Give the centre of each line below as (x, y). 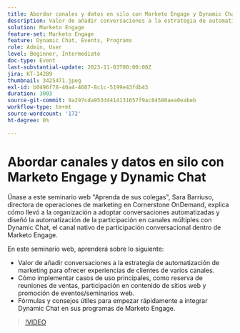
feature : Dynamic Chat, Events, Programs (70, 41)
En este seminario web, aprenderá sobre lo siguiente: (86, 249)
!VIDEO (35, 322)
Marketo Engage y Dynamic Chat (107, 177)
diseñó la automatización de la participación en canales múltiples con (110, 219)
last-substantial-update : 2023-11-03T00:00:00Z (80, 67)
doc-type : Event (31, 61)
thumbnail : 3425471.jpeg (44, 80)
